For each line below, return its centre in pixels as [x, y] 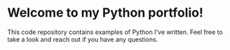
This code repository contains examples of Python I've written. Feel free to [115, 32]
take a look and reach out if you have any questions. [83, 39]
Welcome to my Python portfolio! [105, 13]
